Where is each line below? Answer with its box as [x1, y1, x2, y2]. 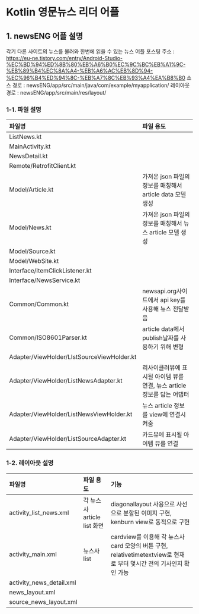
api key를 [160, 296, 186, 304]
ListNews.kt [9, 133, 42, 141]
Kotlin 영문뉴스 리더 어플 [6, 5, 120, 19]
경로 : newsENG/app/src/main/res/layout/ [6, 89, 107, 96]
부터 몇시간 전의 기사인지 [117, 559, 183, 568]
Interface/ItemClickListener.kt [9, 267, 92, 275]
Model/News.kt [9, 224, 52, 232]
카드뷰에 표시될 [142, 431, 182, 439]
